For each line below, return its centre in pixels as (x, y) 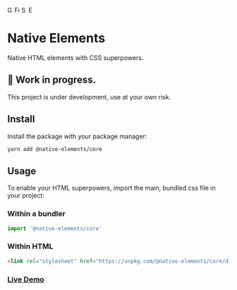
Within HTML (30, 246)
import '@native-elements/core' (55, 229)
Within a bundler (36, 214)
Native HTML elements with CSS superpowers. (75, 58)
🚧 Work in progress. (52, 80)
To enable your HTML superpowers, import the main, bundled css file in (112, 188)
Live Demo (26, 279)
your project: (26, 195)
